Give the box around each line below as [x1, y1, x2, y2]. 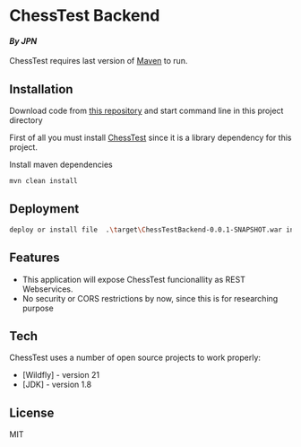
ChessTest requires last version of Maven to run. [9, 56, 188, 66]
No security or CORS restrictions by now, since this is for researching [21, 293, 279, 303]
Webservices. [21, 284, 73, 294]
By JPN [9, 35, 38, 46]
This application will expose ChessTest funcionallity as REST [21, 274, 246, 285]
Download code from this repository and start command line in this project [9, 105, 284, 117]
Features [9, 250, 60, 266]
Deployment [9, 201, 80, 216]
